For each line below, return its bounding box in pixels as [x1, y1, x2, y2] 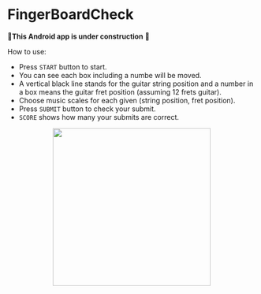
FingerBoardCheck [7, 6, 134, 24]
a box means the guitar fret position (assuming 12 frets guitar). [18, 87, 222, 96]
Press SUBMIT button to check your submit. [18, 104, 156, 114]
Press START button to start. [18, 61, 107, 72]
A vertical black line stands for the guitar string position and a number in [18, 79, 254, 88]
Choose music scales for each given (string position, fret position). [18, 95, 236, 105]
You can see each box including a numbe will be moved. [18, 70, 202, 80]
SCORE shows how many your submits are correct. [18, 112, 179, 121]
